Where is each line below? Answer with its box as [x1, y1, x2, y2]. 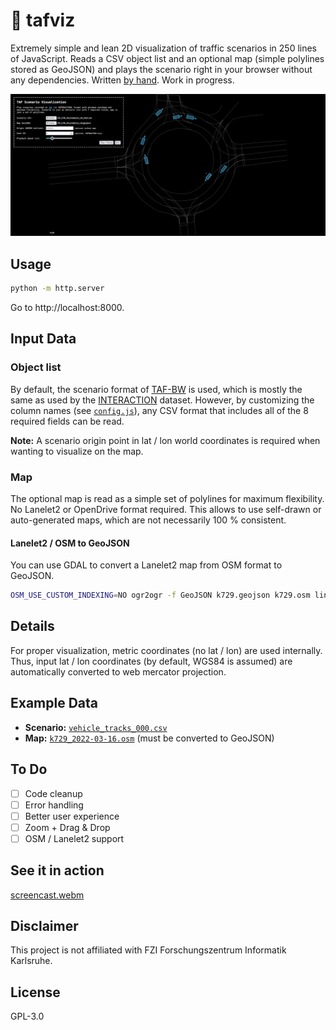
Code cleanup [24, 787, 83, 799]
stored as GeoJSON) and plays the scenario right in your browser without [10, 63, 313, 75]
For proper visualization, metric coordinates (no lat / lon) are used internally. [10, 644, 323, 656]
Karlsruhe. [10, 955, 53, 967]
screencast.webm [10, 889, 85, 901]
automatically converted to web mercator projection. [10, 665, 227, 678]
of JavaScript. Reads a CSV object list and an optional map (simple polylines [10, 52, 325, 64]
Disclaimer [10, 918, 79, 935]
